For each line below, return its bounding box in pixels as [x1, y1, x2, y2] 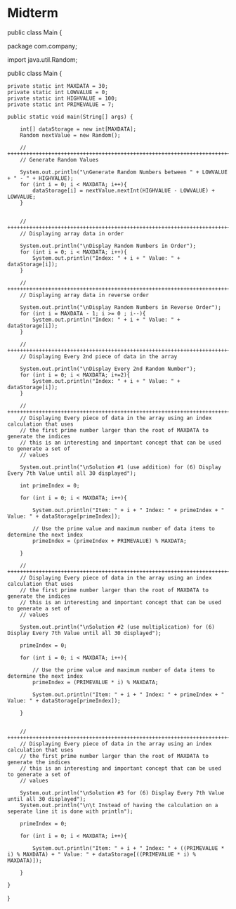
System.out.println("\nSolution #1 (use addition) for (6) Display [20, 464, 221, 471]
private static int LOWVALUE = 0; [7, 89, 109, 96]
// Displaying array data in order [20, 230, 124, 237]
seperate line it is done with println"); [7, 808, 133, 815]
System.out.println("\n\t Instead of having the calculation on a [20, 802, 218, 809]
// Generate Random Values [20, 156, 99, 163]
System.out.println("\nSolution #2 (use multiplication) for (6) [20, 623, 216, 630]
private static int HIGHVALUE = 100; [7, 95, 118, 102]
